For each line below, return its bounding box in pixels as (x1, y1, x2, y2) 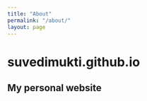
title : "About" (7, 10, 52, 18)
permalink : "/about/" (7, 17, 71, 24)
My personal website (7, 82, 102, 94)
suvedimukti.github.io (7, 54, 140, 70)
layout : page (7, 23, 46, 30)
